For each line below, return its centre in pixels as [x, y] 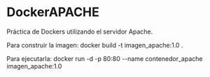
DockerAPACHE [53, 12]
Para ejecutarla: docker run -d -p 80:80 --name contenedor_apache [105, 58]
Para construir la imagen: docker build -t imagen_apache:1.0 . [95, 45]
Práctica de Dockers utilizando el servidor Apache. [80, 31]
